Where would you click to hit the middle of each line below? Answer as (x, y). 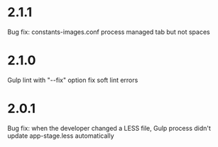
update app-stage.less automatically (61, 136)
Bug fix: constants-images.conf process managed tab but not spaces (109, 32)
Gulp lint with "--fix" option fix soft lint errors (73, 80)
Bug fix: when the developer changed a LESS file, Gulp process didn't (109, 128)
